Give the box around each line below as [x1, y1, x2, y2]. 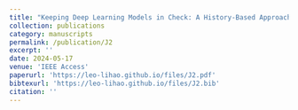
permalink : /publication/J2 [9, 37, 114, 47]
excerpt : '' [9, 46, 53, 55]
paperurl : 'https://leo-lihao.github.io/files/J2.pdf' [9, 71, 216, 80]
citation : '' [9, 87, 58, 96]
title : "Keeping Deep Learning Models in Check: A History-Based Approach [9, 12, 292, 22]
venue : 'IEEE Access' [9, 63, 90, 72]
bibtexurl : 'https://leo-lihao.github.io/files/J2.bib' [9, 79, 220, 88]
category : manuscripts [9, 29, 93, 38]
